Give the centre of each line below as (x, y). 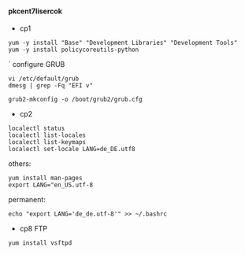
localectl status (37, 129)
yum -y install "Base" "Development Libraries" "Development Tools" (123, 43)
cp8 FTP (33, 229)
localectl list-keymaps (47, 142)
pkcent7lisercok (35, 11)
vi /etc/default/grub (44, 79)
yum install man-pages (45, 178)
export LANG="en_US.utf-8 (50, 185)
